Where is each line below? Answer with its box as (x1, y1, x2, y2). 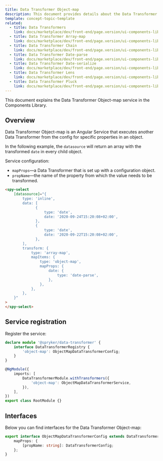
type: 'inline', (22, 196, 55, 201)
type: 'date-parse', (57, 272, 98, 278)
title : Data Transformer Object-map (5, 7, 79, 12)
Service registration (5, 318, 67, 326)
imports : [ (14, 371, 36, 376)
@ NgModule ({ (5, 367, 29, 372)
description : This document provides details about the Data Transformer (5, 12, 158, 16)
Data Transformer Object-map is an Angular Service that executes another (5, 129, 154, 135)
